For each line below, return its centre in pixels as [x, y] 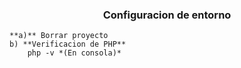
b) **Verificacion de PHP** [68, 44]
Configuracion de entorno [167, 15]
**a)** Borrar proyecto [59, 36]
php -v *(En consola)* [74, 53]
